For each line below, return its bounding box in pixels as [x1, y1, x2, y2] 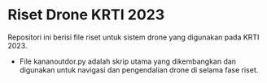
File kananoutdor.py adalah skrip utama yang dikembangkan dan [19, 56, 237, 66]
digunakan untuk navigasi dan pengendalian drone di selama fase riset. [19, 64, 259, 74]
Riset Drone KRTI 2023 [7, 6, 165, 24]
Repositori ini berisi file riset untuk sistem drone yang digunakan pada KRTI [7, 32, 260, 42]
